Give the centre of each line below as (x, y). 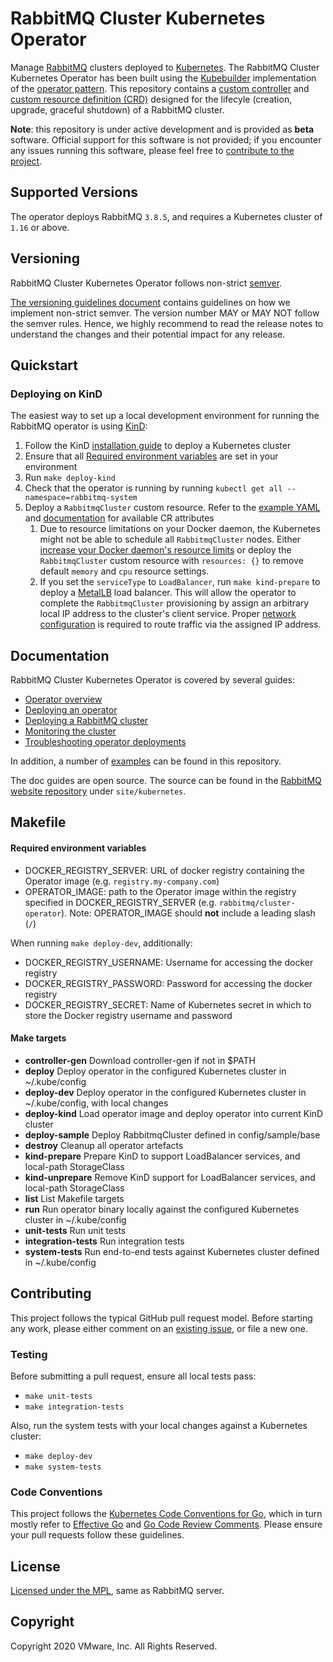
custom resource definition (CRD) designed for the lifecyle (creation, (151, 99)
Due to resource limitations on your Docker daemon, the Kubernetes (180, 529)
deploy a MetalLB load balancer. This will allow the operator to (168, 593)
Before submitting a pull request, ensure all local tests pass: (133, 1376)
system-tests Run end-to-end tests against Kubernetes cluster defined (172, 1251)
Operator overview (63, 699)
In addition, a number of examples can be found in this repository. (146, 761)
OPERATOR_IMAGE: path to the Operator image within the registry (160, 891)
